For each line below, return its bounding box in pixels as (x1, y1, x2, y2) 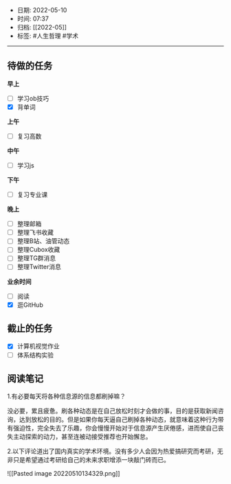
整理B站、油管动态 (16, 237, 70, 245)
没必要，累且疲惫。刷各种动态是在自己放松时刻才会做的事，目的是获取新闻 (7, 407, 218, 415)
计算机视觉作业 (16, 342, 60, 350)
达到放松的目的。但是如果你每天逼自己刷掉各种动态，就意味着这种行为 (19, 415, 218, 424)
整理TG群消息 (16, 254, 56, 262)
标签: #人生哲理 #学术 (16, 32, 79, 40)
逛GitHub (16, 301, 43, 309)
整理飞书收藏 (16, 229, 54, 237)
